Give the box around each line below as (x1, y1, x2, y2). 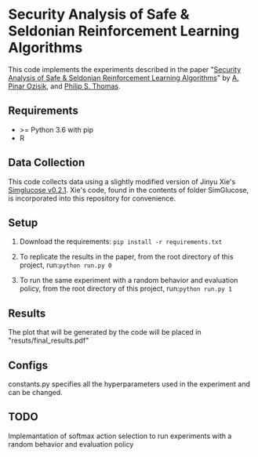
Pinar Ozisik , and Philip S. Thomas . (8, 81, 121, 91)
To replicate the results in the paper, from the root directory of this (19, 252, 234, 262)
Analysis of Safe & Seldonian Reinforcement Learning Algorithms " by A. (8, 73, 239, 82)
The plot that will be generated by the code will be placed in (8, 328, 202, 337)
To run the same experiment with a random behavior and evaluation (19, 276, 238, 285)
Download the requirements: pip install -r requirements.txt (19, 237, 223, 246)
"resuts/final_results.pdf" (8, 335, 89, 346)
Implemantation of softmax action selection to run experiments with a (8, 431, 232, 441)
